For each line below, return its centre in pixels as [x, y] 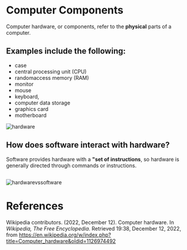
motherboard [31, 115]
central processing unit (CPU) [51, 72]
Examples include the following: [66, 51]
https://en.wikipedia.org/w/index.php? [65, 235]
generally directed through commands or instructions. [71, 165]
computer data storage [42, 103]
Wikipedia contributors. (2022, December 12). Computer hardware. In [90, 222]
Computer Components [65, 10]
